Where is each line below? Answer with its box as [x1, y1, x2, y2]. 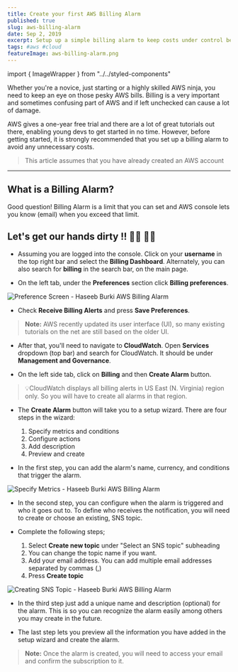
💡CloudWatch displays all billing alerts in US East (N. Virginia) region [24, 383, 225, 392]
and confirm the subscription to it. [24, 656, 124, 665]
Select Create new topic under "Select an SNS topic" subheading [28, 541, 220, 550]
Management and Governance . [17, 356, 111, 365]
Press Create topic [28, 571, 84, 580]
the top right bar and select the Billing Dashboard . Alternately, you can [17, 257, 225, 265]
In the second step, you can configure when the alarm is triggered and [17, 498, 224, 507]
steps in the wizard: [17, 413, 76, 422]
